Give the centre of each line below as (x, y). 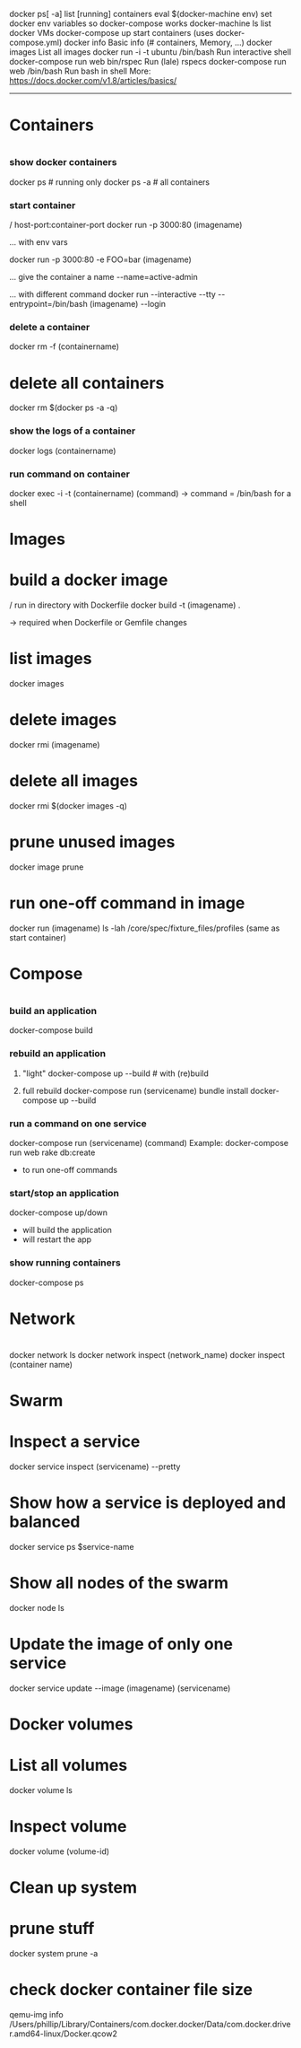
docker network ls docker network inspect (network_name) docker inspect (147, 1355)
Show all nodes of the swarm (119, 1583)
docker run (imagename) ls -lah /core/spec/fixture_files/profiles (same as (145, 928)
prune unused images (92, 842)
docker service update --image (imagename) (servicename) (120, 1688)
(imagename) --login (128, 304)
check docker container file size (131, 1990)
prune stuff (52, 1929)
